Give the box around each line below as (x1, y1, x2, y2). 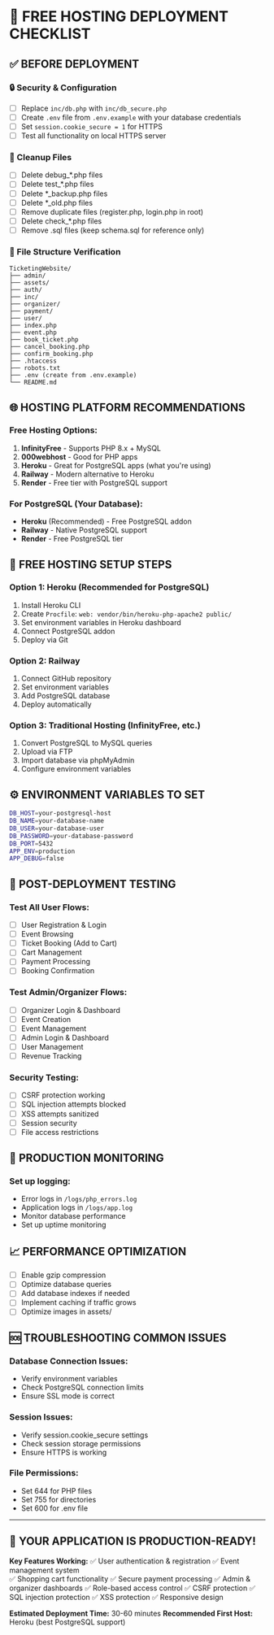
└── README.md (9, 378, 58, 387)
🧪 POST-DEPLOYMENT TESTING (9, 877, 176, 891)
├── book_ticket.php (9, 336, 80, 344)
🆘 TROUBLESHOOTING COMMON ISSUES (9, 1331, 227, 1345)
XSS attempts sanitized (20, 1109, 99, 1119)
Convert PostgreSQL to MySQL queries (20, 738, 153, 748)
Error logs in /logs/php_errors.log (20, 1194, 137, 1204)
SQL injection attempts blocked (20, 1099, 127, 1109)
